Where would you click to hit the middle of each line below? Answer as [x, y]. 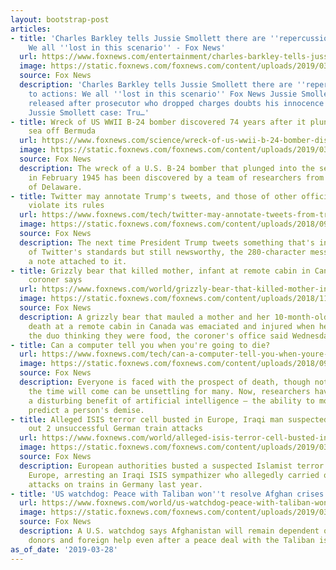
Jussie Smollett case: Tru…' [89, 112]
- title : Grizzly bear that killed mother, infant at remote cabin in [160, 271]
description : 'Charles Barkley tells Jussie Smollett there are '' [163, 85]
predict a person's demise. [86, 410]
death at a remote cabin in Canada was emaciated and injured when [171, 326]
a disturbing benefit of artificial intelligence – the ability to [171, 401]
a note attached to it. [78, 261]
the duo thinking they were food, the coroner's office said [158, 336]
